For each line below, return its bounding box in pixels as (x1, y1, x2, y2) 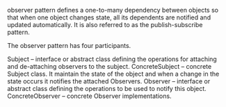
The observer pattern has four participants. (7, 42, 131, 49)
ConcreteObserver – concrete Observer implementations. (7, 92, 172, 100)
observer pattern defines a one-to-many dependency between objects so (7, 6, 219, 14)
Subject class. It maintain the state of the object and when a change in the (7, 69, 220, 78)
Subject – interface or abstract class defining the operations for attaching (7, 55, 217, 63)
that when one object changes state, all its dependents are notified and (7, 13, 211, 22)
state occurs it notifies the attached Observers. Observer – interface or (7, 77, 211, 85)
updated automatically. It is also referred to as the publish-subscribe (7, 21, 203, 28)
